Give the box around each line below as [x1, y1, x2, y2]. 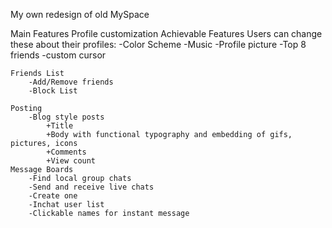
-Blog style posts [28, 112, 105, 122]
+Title [46, 121, 74, 131]
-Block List [28, 86, 78, 96]
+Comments [46, 147, 87, 157]
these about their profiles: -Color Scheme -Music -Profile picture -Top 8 [10, 39, 307, 50]
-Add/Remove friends [28, 77, 114, 87]
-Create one [28, 191, 78, 201]
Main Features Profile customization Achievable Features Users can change [10, 28, 323, 39]
